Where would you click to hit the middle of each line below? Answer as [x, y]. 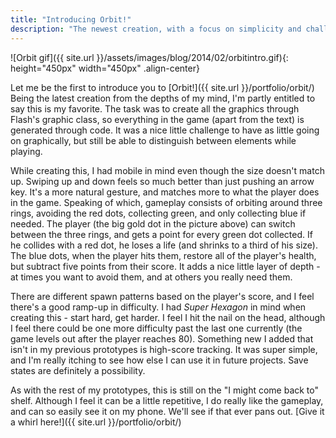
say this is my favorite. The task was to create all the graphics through [155, 108]
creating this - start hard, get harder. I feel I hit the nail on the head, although [168, 317]
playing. [26, 151]
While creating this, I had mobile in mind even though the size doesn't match [167, 170]
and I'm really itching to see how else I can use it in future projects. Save [159, 360]
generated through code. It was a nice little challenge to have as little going [165, 130]
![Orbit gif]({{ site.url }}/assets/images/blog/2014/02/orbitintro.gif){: [149, 57]
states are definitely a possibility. [78, 370]
